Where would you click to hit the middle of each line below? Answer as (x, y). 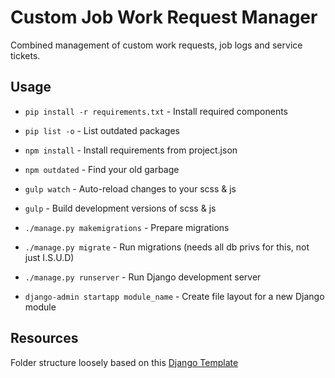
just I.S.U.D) (49, 257)
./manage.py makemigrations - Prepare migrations (127, 227)
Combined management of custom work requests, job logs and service (156, 45)
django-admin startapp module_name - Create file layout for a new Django (174, 296)
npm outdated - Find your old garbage (102, 169)
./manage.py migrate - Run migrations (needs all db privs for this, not (167, 247)
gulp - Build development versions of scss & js (120, 208)
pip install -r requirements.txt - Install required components (156, 111)
